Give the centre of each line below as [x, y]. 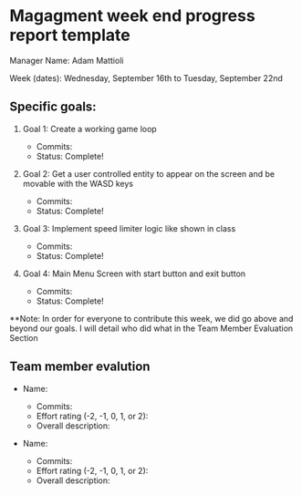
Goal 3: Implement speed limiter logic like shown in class [129, 228]
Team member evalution [80, 367]
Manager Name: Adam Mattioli [67, 60]
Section [24, 337]
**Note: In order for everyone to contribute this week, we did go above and [151, 318]
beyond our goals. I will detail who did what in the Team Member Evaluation [151, 328]
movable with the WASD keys [78, 183]
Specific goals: [53, 107]
